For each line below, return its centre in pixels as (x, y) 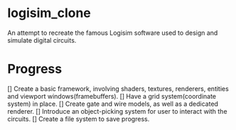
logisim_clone (49, 13)
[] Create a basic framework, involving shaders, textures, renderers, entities (118, 88)
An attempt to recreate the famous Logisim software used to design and (113, 33)
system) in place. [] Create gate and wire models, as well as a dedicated (113, 104)
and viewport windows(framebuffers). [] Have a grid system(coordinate (112, 96)
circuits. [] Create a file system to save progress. (79, 119)
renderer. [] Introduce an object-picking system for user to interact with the (117, 111)
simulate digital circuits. (42, 40)
